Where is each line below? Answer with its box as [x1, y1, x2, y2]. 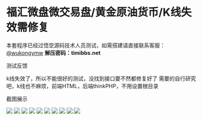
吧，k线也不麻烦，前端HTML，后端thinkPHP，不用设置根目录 [6, 82, 159, 89]
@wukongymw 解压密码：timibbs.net [6, 49, 101, 56]
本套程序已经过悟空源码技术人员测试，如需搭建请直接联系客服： [6, 42, 165, 49]
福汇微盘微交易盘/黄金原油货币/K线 [6, 5, 181, 19]
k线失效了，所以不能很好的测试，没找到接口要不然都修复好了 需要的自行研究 [6, 75, 197, 82]
